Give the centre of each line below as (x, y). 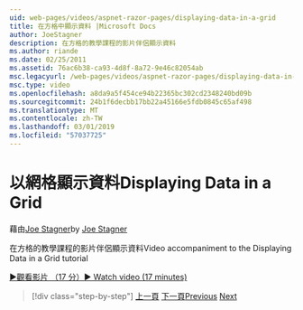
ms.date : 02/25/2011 (48, 60)
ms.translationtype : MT (54, 110)
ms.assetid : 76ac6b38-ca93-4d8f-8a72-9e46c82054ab (106, 69)
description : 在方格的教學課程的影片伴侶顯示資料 (93, 43)
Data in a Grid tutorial (49, 258)
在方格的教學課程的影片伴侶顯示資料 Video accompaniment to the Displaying (151, 248)
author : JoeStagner (46, 34)
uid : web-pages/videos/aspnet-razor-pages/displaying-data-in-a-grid (143, 18)
